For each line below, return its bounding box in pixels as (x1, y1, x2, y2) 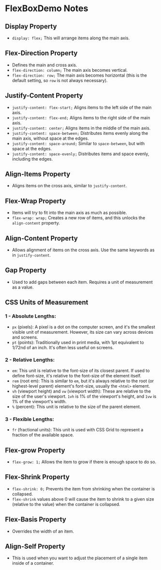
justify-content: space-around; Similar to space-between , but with (12, 140, 145, 146)
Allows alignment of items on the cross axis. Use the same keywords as (12, 247, 155, 253)
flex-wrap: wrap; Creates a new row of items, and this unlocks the (12, 215, 146, 221)
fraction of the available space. (12, 432, 74, 438)
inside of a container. (12, 560, 54, 566)
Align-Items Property (5, 170, 71, 179)
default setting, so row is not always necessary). (12, 77, 108, 83)
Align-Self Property (5, 542, 65, 551)
